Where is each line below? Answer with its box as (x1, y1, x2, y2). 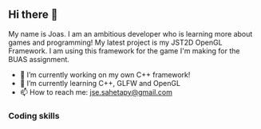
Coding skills (8, 110, 60, 121)
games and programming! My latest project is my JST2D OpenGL (8, 37, 223, 47)
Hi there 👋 (8, 8, 58, 21)
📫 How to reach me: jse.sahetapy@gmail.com (19, 87, 173, 96)
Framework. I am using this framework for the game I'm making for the (8, 45, 240, 56)
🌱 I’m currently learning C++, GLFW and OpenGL (19, 78, 181, 88)
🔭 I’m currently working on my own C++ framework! (19, 69, 191, 80)
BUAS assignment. (8, 54, 70, 64)
